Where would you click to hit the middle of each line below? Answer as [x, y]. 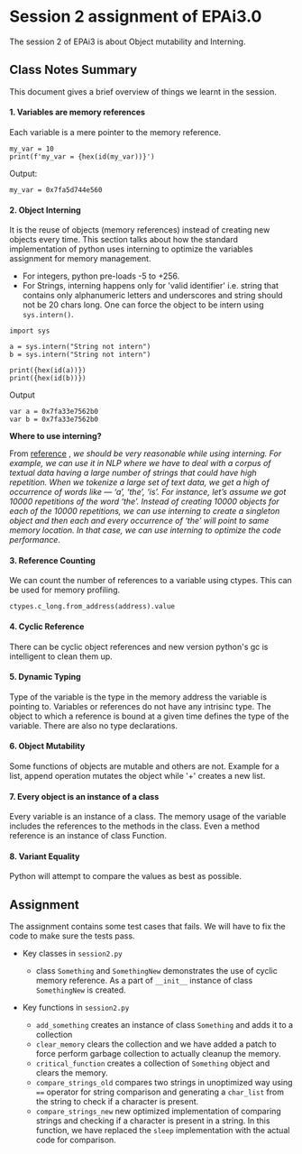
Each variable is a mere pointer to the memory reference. [115, 132]
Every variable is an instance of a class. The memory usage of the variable [148, 817]
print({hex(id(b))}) [48, 379]
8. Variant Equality [45, 856]
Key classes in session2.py [73, 954]
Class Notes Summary [73, 70]
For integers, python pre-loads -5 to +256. [101, 276]
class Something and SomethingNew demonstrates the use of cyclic [156, 971]
